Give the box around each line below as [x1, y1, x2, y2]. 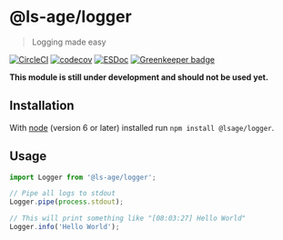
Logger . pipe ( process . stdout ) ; [9, 197, 125, 206]
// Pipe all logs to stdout [9, 189, 116, 198]
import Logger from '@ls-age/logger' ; [9, 173, 157, 182]
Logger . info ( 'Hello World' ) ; [9, 223, 120, 232]
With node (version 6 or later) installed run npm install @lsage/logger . [9, 122, 275, 133]
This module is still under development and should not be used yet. [9, 71, 268, 83]
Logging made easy [31, 36, 106, 47]
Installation [9, 98, 75, 114]
